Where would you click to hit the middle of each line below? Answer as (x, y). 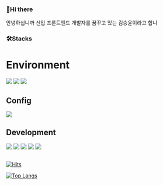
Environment (38, 65)
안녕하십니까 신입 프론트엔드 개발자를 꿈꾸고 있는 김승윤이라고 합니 (82, 23)
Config (19, 100)
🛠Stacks (19, 39)
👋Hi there (20, 9)
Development (31, 133)
